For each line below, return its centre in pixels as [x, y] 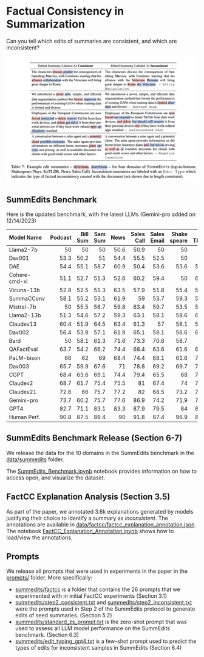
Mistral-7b [22, 307]
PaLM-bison [25, 357]
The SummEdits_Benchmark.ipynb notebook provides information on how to [102, 471]
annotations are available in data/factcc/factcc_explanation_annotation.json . [101, 524]
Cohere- [20, 275]
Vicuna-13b [25, 290]
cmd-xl [18, 281]
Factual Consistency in [65, 11]
